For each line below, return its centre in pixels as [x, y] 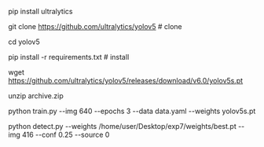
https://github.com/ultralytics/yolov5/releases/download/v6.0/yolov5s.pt [126, 81]
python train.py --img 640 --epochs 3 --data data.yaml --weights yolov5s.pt [132, 111]
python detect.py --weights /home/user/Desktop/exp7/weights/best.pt [123, 126]
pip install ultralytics [40, 11]
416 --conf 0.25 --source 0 [66, 134]
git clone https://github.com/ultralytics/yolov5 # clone [95, 26]
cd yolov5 [24, 42]
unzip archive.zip [36, 96]
